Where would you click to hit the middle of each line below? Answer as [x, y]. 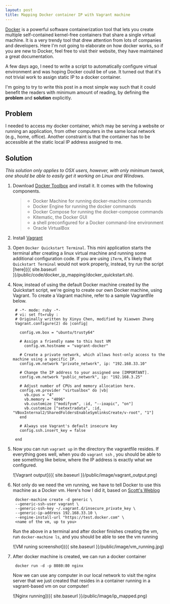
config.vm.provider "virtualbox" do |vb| [64, 391]
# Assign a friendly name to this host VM [65, 342]
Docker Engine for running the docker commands [84, 206]
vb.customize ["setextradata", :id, [63, 408]
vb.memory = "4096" [45, 400]
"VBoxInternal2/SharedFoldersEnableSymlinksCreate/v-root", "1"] [83, 413]
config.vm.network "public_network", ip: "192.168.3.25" [81, 377]
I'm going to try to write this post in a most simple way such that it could [80, 87]
